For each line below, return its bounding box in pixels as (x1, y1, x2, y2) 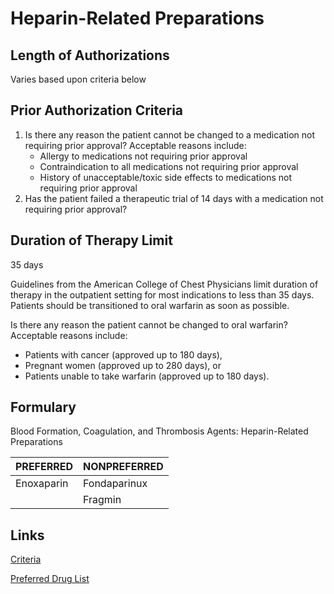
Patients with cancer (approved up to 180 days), (24, 348, 223, 361)
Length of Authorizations (10, 47, 170, 64)
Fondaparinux (83, 477, 148, 491)
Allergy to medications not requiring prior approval (39, 150, 248, 162)
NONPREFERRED (83, 460, 164, 474)
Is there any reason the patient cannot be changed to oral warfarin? (10, 318, 288, 331)
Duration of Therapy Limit (10, 232, 173, 249)
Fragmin (83, 493, 122, 507)
